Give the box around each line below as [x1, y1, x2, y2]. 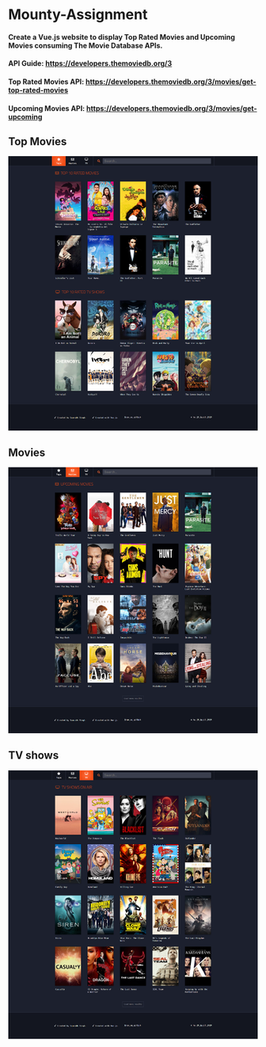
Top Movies [8, 135, 67, 148]
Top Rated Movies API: [8, 77, 85, 86]
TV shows [8, 749, 59, 762]
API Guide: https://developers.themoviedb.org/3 [8, 59, 173, 68]
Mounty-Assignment [8, 6, 148, 24]
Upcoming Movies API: [8, 103, 85, 113]
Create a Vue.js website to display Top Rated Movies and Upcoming [8, 32, 236, 41]
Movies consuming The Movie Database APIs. [8, 40, 163, 50]
